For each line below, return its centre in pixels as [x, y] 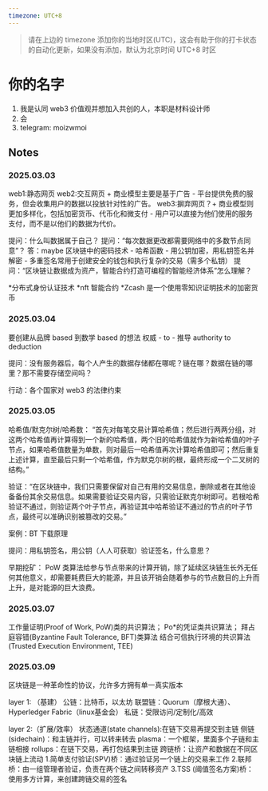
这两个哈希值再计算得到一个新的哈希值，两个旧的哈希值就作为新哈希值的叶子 [134, 439]
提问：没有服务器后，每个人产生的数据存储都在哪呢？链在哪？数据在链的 [127, 363]
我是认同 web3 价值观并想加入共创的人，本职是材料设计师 [115, 108]
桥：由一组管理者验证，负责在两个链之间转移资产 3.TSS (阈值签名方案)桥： [131, 769]
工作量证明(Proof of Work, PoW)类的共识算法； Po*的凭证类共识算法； [124, 627]
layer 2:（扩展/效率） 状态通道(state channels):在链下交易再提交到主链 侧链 [132, 729]
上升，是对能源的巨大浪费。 [54, 587]
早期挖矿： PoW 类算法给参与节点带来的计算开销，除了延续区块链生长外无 [130, 567]
